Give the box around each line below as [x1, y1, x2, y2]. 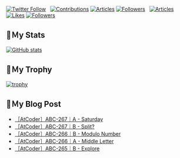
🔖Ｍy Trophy [6, 65, 52, 75]
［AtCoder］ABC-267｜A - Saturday [14, 116, 104, 123]
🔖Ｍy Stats [6, 30, 45, 41]
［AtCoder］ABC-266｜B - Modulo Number [14, 130, 121, 137]
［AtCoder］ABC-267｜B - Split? [14, 123, 95, 130]
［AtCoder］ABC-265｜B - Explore [14, 145, 100, 152]
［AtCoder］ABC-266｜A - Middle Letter [14, 138, 114, 145]
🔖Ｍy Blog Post [6, 99, 61, 109]
